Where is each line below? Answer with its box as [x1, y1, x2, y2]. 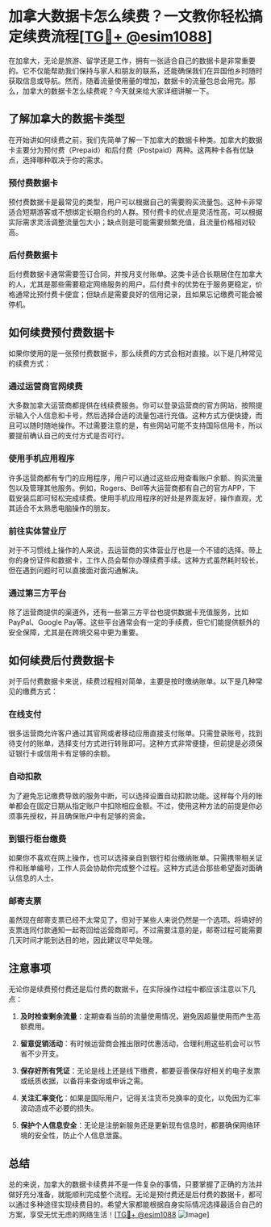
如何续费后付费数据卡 [8, 653, 115, 667]
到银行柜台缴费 [8, 833, 67, 844]
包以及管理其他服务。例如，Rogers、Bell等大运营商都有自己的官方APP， [8, 483, 249, 492]
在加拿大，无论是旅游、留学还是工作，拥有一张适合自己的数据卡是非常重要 [8, 56, 256, 65]
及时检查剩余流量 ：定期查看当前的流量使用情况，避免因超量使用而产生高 [19, 1011, 261, 1021]
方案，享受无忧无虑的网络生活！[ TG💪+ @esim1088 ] [8, 1209, 210, 1219]
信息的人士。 [15, 873, 58, 883]
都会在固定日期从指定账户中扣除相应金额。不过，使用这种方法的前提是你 [15, 801, 256, 810]
